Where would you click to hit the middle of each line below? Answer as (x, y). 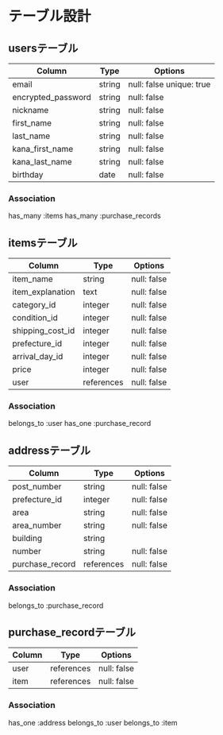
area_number (37, 525)
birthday (28, 174)
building (27, 539)
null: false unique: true (169, 84)
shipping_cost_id (44, 331)
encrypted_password (52, 97)
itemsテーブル (43, 243)
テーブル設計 (50, 16)
